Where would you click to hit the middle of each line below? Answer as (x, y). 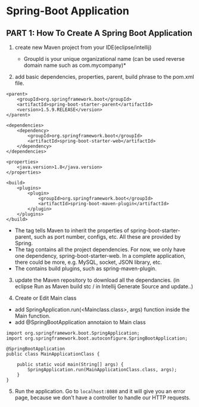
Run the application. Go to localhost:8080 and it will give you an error (100, 391)
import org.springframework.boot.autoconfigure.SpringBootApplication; (97, 338)
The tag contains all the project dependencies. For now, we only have (100, 249)
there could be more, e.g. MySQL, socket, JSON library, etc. (88, 262)
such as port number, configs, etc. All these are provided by (107, 237)
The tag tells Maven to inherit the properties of (72, 230)
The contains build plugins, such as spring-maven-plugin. (85, 269)
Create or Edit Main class (46, 298)
